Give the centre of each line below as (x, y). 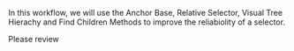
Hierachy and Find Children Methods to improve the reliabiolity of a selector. (147, 22)
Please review (34, 39)
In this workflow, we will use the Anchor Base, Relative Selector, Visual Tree (146, 13)
